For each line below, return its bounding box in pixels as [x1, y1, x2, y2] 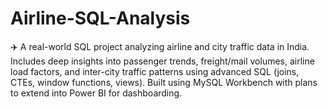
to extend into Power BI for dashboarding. [10, 87, 183, 99]
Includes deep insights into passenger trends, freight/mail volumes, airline [10, 55, 315, 67]
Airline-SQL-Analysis [10, 7, 191, 30]
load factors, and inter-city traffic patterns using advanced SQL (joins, [10, 65, 300, 77]
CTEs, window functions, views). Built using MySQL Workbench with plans [10, 76, 318, 88]
